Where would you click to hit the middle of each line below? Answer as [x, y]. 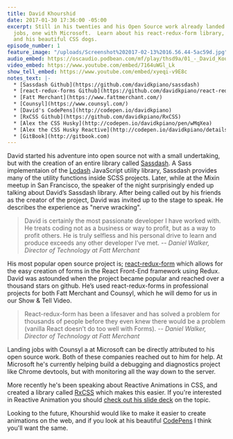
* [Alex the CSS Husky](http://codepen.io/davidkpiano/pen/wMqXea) [113, 123]
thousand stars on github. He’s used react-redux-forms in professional [108, 286]
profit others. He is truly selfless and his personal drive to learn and [120, 236]
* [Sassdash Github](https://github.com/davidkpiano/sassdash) [106, 85]
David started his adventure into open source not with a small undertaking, [114, 156]
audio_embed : [26, 59]
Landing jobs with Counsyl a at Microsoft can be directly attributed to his [111, 350]
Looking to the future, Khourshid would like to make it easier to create [107, 413]
